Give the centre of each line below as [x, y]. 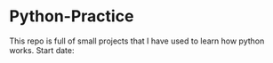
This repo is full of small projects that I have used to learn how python [137, 41]
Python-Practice [72, 16]
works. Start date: [42, 50]
